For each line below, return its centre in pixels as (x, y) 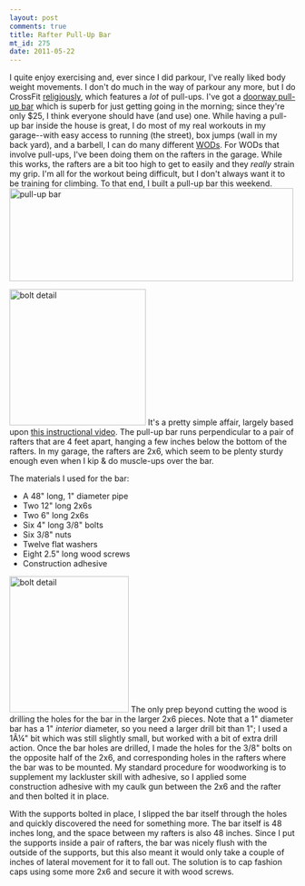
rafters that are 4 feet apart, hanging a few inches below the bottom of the (148, 442)
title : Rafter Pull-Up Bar (60, 34)
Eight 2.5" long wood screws (76, 554)
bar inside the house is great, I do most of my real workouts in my (143, 126)
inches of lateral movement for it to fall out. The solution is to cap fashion (146, 862)
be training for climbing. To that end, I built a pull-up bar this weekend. (141, 183)
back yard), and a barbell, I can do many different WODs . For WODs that (144, 145)
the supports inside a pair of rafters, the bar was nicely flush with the (138, 843)
